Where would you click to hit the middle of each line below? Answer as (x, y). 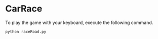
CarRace (24, 9)
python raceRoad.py (26, 31)
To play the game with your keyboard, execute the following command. (79, 22)
